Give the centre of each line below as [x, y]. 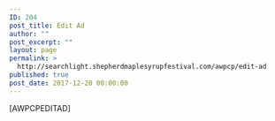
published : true [39, 75]
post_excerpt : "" [41, 42]
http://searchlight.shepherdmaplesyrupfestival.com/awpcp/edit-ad [142, 67]
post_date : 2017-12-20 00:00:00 [69, 83]
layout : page [33, 50]
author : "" [29, 34]
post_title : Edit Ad [47, 26]
